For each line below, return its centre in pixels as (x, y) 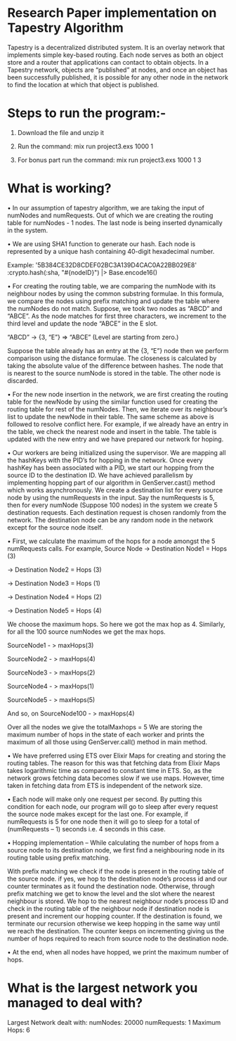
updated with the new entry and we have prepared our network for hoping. (116, 439)
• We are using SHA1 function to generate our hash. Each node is (101, 243)
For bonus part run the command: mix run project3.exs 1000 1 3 (109, 160)
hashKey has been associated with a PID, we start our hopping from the (111, 467)
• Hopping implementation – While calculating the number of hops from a (113, 843)
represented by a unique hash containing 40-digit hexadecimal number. (111, 251)
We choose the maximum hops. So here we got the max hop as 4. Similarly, (116, 624)
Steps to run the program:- (87, 113)
